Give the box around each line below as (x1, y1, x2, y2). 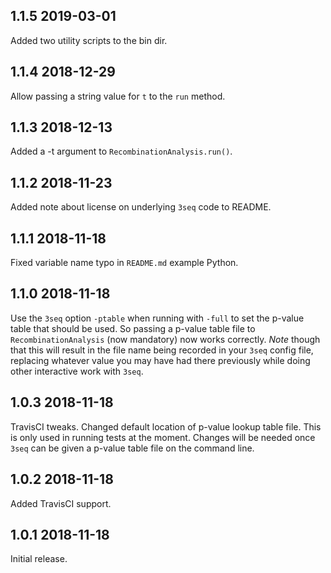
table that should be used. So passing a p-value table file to (10, 322, 256, 334)
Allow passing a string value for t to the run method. (10, 90, 226, 102)
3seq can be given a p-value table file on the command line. (10, 442, 255, 454)
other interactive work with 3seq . (10, 365, 144, 377)
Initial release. (10, 553, 68, 565)
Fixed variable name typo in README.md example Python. (10, 257, 239, 269)
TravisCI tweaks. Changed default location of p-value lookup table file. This (10, 420, 322, 433)
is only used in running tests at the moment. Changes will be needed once (10, 431, 316, 443)
